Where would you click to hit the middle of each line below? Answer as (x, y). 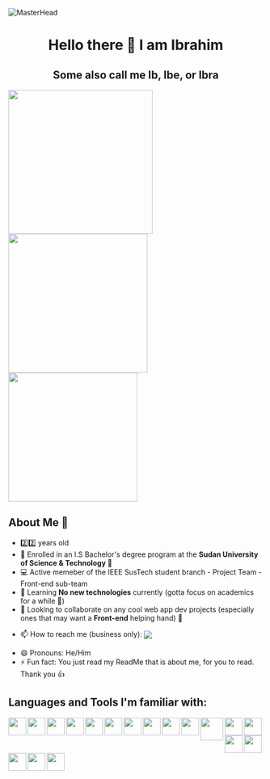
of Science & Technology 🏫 (66, 562)
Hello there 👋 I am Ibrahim (136, 45)
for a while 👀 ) (42, 600)
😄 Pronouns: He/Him (55, 653)
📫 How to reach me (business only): (81, 634)
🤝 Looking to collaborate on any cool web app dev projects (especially (137, 609)
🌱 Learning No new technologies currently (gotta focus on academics (137, 592)
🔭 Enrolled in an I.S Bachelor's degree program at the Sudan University (139, 554)
